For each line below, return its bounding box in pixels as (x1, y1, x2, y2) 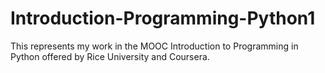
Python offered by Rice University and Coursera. (10, 50, 210, 62)
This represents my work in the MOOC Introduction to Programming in (10, 40, 299, 52)
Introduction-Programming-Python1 (10, 7, 316, 30)
